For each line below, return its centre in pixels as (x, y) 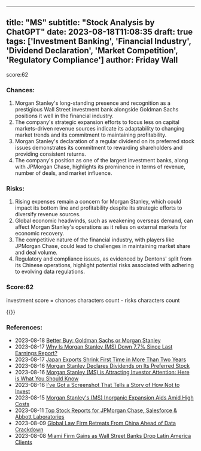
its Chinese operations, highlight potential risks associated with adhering (104, 265)
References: (25, 327)
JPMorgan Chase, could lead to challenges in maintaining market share (103, 246)
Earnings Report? (36, 353)
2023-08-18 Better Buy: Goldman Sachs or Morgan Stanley (88, 340)
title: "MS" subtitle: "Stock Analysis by (80, 22)
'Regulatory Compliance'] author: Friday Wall (92, 60)
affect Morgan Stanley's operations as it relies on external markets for (101, 227)
